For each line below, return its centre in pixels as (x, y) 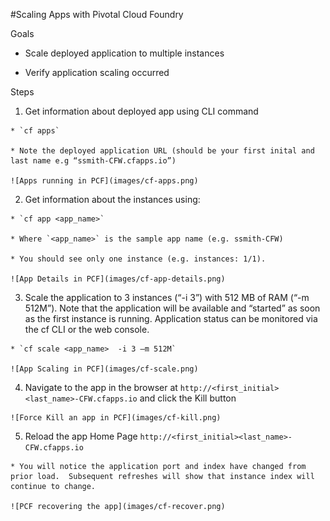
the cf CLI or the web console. (87, 329)
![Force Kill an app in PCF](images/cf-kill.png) (116, 418)
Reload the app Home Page (81, 436)
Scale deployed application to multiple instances (124, 53)
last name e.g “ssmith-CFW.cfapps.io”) (93, 161)
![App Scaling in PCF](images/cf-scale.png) (104, 369)
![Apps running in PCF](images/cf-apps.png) (104, 181)
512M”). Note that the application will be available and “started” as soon (172, 308)
